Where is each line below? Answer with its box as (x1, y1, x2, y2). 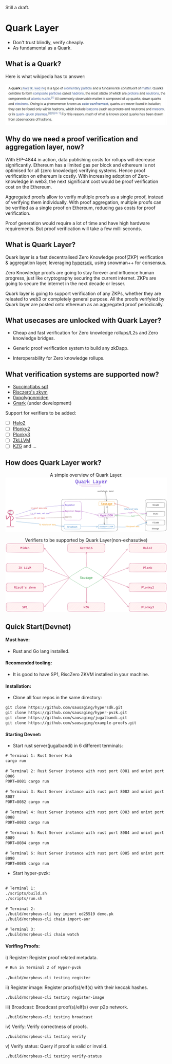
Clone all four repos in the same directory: (12, 695, 102, 701)
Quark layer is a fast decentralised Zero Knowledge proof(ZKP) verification (5, 254, 164, 260)
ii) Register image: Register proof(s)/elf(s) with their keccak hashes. (5, 984, 148, 991)
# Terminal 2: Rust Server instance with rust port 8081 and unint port (5, 769, 164, 774)
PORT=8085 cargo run (5, 861, 50, 866)
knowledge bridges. (12, 335, 55, 341)
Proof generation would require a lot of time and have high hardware (5, 220, 150, 226)
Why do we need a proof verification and (5, 135, 138, 143)
